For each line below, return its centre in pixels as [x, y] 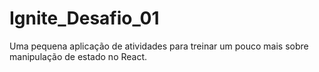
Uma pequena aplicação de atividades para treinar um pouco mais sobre [159, 46]
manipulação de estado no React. [78, 56]
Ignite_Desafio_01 [84, 18]
